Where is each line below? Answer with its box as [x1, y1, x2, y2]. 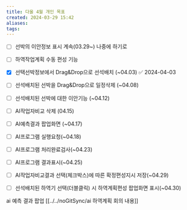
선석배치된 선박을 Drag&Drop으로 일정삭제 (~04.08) [14, 81, 139, 89]
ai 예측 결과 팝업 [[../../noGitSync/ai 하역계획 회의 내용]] [6, 197, 139, 204]
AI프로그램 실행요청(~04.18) [14, 133, 81, 140]
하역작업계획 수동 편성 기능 [14, 56, 78, 63]
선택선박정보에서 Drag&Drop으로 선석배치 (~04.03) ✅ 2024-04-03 [14, 69, 176, 76]
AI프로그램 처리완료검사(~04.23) [14, 145, 93, 153]
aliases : [6, 20, 28, 26]
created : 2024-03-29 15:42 [6, 14, 74, 21]
